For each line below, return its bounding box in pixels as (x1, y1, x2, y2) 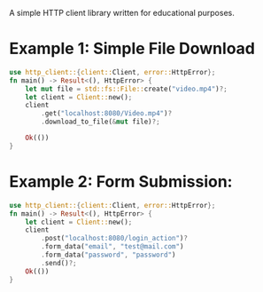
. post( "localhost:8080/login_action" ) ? (41, 234, 189, 243)
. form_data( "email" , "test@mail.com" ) (41, 242, 184, 251)
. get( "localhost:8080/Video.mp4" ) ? (41, 109, 173, 118)
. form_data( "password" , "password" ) (41, 250, 176, 259)
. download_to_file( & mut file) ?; (41, 117, 161, 127)
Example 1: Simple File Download (9, 39, 255, 59)
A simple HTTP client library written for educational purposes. (9, 8, 235, 18)
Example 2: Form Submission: (9, 172, 233, 192)
